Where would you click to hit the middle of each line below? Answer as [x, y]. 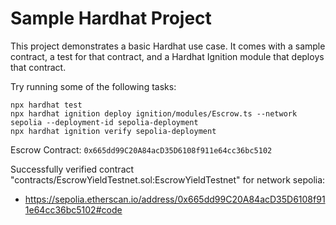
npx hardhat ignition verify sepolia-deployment [113, 131]
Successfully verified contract [72, 169]
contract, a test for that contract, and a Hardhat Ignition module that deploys [167, 56]
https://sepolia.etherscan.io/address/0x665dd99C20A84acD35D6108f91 [175, 199]
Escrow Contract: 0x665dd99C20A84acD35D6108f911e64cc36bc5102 [141, 149]
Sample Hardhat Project [111, 18]
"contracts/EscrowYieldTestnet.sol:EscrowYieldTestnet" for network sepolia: [168, 179]
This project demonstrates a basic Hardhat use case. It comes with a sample [168, 46]
